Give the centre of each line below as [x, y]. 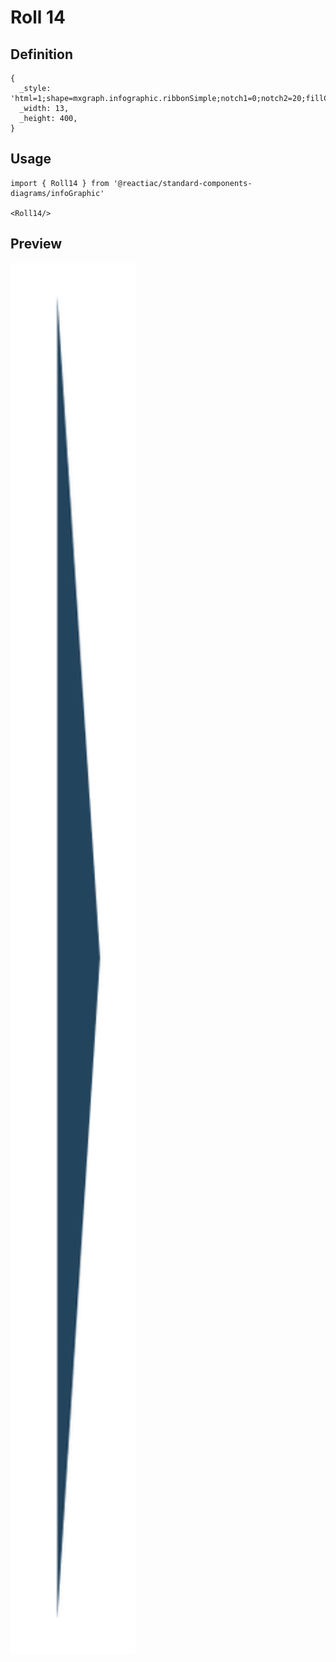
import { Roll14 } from [60, 183]
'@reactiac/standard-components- [183, 183]
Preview [36, 244]
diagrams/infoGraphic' [57, 193]
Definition [41, 54]
